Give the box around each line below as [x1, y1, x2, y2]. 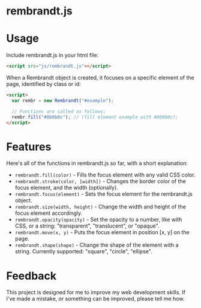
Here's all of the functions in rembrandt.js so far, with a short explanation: [6, 160, 188, 167]
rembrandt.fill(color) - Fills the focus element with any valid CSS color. [14, 171, 196, 178]
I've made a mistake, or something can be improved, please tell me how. [6, 295, 185, 303]
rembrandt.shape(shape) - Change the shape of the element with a [14, 241, 179, 249]
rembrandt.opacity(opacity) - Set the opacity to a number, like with [14, 216, 182, 223]
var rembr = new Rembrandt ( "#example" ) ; [11, 97, 114, 103]
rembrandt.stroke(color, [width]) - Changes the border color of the [14, 178, 186, 185]
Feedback [6, 269, 57, 283]
